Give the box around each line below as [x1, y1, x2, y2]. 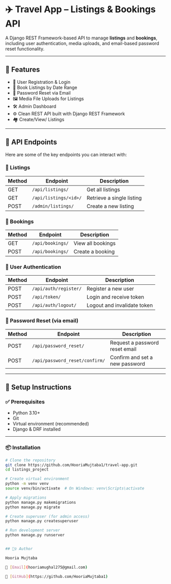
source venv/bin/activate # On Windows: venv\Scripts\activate [5, 486, 145, 491]
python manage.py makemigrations [5, 500, 76, 505]
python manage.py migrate [5, 504, 60, 510]
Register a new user [86, 285, 134, 293]
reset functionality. [5, 46, 45, 52]
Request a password [110, 339, 159, 346]
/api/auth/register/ [32, 286, 82, 291]
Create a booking [73, 248, 115, 255]
